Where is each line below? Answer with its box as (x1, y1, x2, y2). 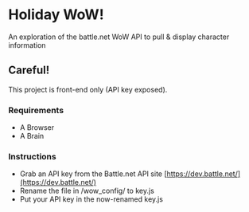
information (8, 40, 46, 49)
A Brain (19, 132, 45, 141)
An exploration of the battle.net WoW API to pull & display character (8, 32, 230, 41)
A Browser (19, 123, 55, 132)
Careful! (8, 64, 50, 77)
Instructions (8, 151, 57, 162)
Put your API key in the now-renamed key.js (19, 194, 163, 204)
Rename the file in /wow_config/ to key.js (19, 186, 155, 196)
